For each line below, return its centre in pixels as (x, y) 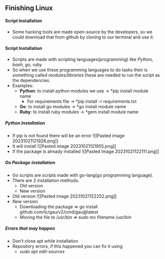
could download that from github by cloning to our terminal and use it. (83, 37)
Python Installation (25, 123)
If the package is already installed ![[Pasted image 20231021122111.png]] (85, 151)
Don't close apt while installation (45, 241)
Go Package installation (30, 163)
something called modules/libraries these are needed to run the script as (86, 75)
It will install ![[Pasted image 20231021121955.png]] (64, 146)
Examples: (23, 86)
